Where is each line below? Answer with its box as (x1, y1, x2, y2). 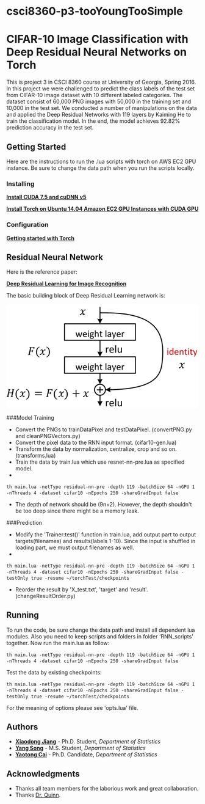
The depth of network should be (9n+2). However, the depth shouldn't (15, 500, 192, 508)
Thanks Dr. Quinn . (15, 791, 61, 799)
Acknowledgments (6, 769, 81, 779)
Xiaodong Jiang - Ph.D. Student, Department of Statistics (15, 738, 160, 745)
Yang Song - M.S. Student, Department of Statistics (15, 744, 146, 752)
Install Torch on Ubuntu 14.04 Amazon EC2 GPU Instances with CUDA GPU (6, 205, 199, 213)
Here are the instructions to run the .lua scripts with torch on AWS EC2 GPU (6, 158, 196, 165)
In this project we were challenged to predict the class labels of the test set (6, 85, 195, 92)
